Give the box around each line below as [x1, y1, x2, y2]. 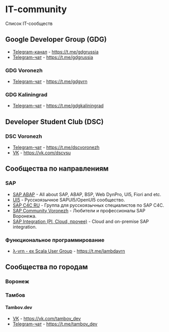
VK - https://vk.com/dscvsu [12, 150, 71, 156]
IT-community [5, 4, 67, 15]
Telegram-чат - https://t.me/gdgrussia [12, 54, 93, 60]
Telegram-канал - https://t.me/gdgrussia [12, 48, 99, 54]
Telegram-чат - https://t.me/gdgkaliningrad [12, 103, 104, 109]
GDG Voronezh [5, 67, 43, 74]
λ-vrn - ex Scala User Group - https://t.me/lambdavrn [12, 248, 126, 254]
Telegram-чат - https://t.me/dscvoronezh [12, 144, 100, 151]
